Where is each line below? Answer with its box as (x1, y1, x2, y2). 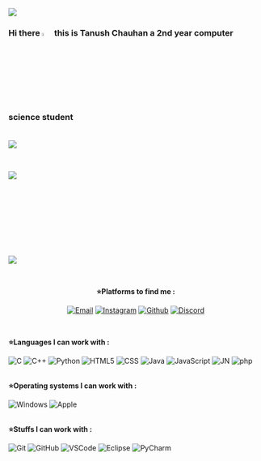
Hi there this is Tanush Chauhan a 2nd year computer (8, 27, 234, 38)
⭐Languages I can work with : (8, 337, 110, 348)
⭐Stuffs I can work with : (8, 425, 93, 434)
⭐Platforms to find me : (96, 287, 175, 297)
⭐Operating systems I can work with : (8, 381, 137, 391)
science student (8, 111, 74, 122)
